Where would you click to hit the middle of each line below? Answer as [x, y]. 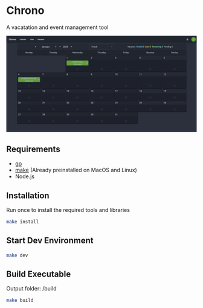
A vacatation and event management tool [57, 27]
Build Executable [39, 274]
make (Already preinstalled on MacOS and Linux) [76, 170]
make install [23, 222]
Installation [28, 195]
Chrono [25, 11]
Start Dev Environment [50, 241]
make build [20, 300]
